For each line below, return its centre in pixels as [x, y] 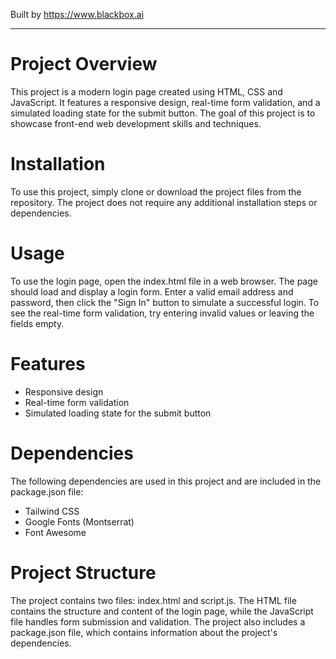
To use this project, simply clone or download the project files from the [156, 191]
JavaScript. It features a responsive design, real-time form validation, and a [165, 102]
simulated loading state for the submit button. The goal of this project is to [163, 113]
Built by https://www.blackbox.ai [77, 14]
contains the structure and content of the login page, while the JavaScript [162, 611]
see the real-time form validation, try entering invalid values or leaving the [162, 313]
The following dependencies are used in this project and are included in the [166, 481]
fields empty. [37, 323]
